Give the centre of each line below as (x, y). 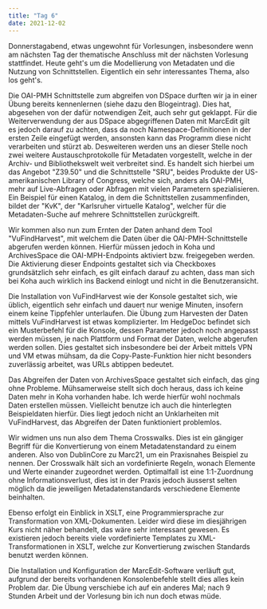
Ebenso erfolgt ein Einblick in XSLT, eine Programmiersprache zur (116, 512)
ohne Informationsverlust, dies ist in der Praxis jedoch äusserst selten (123, 480)
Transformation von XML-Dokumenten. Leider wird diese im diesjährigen (128, 521)
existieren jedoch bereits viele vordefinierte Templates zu (102, 538)
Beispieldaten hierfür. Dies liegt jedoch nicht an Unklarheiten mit (114, 413)
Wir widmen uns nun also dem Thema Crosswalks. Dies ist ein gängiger (126, 437)
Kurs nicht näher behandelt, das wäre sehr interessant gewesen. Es (119, 529)
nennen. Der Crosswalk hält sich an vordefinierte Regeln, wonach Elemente (132, 463)
